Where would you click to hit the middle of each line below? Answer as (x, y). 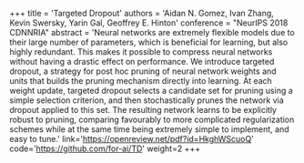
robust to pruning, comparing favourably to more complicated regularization (152, 119)
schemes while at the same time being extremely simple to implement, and (149, 129)
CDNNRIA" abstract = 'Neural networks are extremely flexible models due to (152, 32)
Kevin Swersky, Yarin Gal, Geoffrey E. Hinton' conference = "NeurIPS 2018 (149, 23)
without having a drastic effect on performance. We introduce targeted (142, 61)
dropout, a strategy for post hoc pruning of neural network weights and (143, 71)
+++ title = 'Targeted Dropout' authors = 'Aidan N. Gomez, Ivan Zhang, (142, 13)
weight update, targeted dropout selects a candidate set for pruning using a (151, 91)
